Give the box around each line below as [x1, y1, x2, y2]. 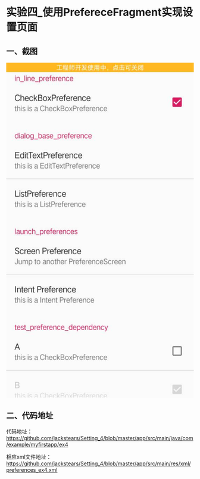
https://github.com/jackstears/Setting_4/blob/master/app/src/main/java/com [6, 434, 193, 441]
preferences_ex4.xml [6, 466, 58, 473]
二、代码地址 [6, 411, 54, 421]
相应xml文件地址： [6, 453, 52, 460]
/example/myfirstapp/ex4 [6, 441, 68, 448]
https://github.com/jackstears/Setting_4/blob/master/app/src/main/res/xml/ [6, 460, 192, 467]
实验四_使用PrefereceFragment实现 [6, 5, 183, 19]
